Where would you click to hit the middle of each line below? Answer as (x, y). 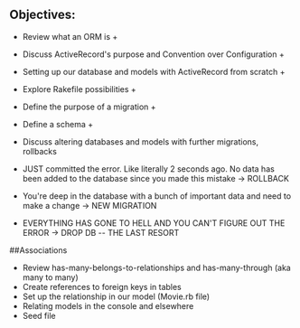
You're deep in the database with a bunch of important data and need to (157, 196)
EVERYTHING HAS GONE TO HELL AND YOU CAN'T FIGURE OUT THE (154, 223)
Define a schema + (57, 124)
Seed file (39, 315)
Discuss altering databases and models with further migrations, (141, 141)
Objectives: (42, 15)
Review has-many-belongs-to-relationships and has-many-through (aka (156, 267)
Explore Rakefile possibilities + (80, 89)
